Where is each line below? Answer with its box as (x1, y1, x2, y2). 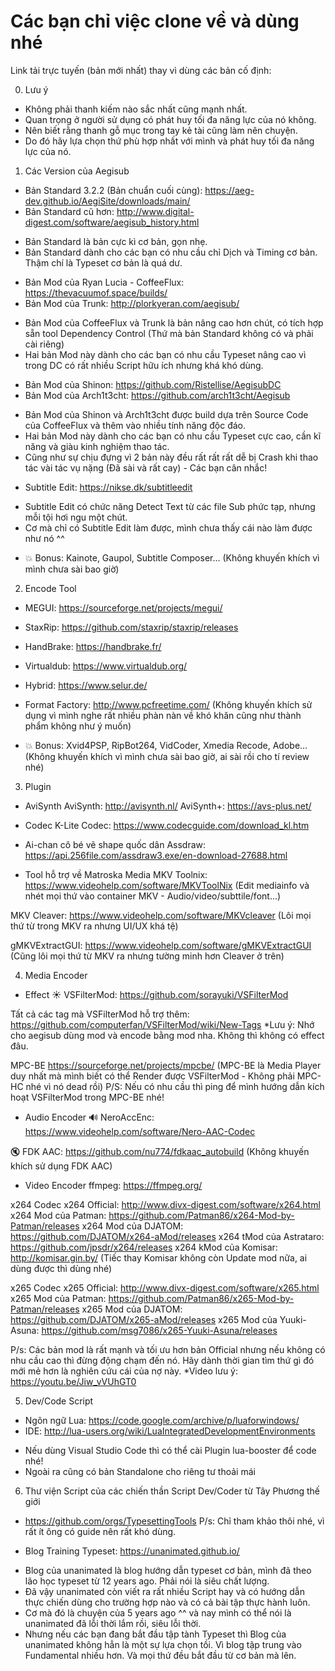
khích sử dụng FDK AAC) (10, 1160, 113, 1172)
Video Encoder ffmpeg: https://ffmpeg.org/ (24, 1179, 203, 1191)
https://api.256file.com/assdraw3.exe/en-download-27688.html (24, 849, 288, 861)
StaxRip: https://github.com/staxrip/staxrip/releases (24, 621, 239, 633)
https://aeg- (204, 184, 255, 196)
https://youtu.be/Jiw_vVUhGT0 (10, 1375, 137, 1387)
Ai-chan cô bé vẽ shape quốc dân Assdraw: (24, 838, 207, 850)
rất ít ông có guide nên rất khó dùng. (24, 1525, 177, 1537)
